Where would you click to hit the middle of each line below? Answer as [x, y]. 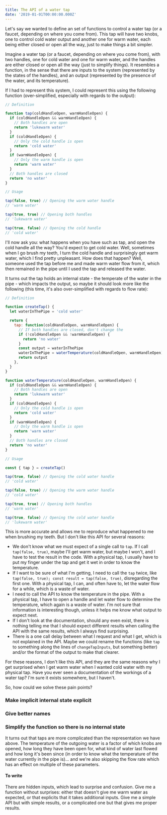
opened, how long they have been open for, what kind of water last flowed [81, 748]
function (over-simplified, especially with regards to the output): [70, 96]
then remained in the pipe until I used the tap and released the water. [76, 269]
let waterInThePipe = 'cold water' [46, 311]
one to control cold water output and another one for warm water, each [78, 39]
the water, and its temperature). [37, 81]
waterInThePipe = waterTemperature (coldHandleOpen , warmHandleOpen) [91, 353]
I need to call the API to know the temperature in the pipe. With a [79, 594]
